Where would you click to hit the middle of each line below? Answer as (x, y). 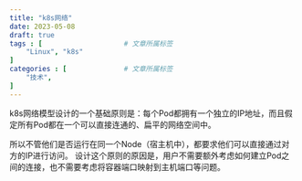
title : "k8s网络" (41, 18)
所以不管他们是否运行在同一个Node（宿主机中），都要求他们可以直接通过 (146, 144)
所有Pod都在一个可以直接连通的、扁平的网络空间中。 (116, 124)
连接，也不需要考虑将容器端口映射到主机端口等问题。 (125, 166)
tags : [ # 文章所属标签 (91, 43)
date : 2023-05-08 (42, 27)
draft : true (32, 35)
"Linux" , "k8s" (55, 52)
